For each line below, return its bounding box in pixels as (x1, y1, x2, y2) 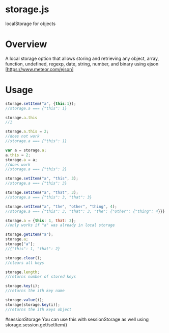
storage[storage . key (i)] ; (5, 302, 60, 307)
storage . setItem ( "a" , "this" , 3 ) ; (5, 176, 79, 181)
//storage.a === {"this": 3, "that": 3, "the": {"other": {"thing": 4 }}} (5, 209, 165, 214)
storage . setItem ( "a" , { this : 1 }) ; (5, 101, 76, 106)
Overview (5, 38, 47, 50)
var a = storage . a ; (5, 147, 47, 153)
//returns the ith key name (5, 288, 65, 294)
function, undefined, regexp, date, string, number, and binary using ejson (5, 60, 159, 67)
